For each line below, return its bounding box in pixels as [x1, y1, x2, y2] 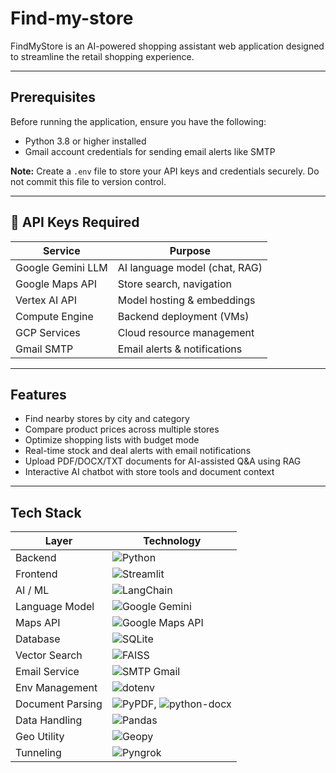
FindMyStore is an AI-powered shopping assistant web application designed [10, 40, 325, 52]
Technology [143, 534, 202, 548]
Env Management [15, 681, 98, 695]
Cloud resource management [117, 325, 255, 339]
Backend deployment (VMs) [117, 309, 250, 323]
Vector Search [15, 648, 83, 662]
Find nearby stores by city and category [24, 413, 190, 425]
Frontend [15, 567, 58, 581]
